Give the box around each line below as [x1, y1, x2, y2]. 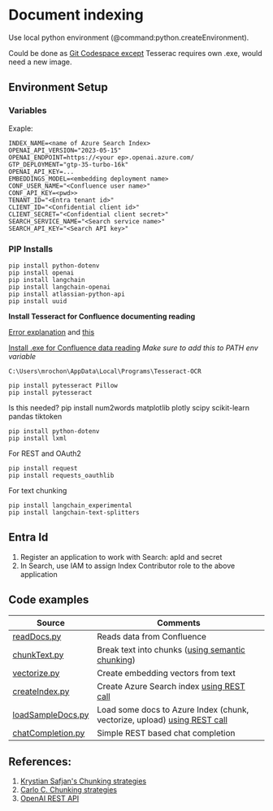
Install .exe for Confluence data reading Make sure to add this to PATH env [8, 343, 258, 353]
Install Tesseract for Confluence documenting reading [8, 311, 196, 321]
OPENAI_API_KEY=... [8, 167, 75, 176]
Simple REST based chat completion [97, 727, 236, 739]
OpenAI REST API [19, 794, 80, 804]
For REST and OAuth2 [8, 449, 81, 458]
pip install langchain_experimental [8, 501, 132, 510]
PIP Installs [8, 243, 54, 254]
